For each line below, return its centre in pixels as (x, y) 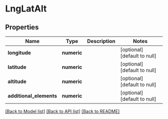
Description (101, 41)
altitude (17, 81)
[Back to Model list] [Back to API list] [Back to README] (62, 111)
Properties (22, 27)
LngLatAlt (26, 9)
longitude (19, 53)
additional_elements (32, 96)
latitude (17, 67)
